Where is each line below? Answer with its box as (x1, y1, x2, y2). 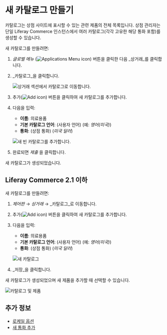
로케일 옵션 (12, 318, 34, 324)
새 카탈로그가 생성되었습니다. (5, 160, 61, 166)
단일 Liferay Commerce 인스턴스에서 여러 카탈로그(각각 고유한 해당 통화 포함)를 (5, 28, 161, 34)
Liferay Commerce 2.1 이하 (5, 176, 88, 184)
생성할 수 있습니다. (5, 35, 41, 41)
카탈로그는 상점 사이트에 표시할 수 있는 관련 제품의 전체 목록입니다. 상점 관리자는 (5, 22, 161, 28)
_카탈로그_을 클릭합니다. (12, 73, 60, 79)
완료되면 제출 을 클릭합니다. (12, 149, 66, 155)
